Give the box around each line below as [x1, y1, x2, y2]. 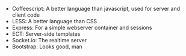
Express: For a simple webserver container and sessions [11, 24, 152, 31]
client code [11, 11, 40, 18]
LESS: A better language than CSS [11, 18, 98, 24]
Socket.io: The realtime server [11, 37, 87, 43]
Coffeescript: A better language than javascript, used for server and [11, 5, 181, 12]
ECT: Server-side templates [11, 30, 81, 38]
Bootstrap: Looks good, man [11, 43, 82, 50]
